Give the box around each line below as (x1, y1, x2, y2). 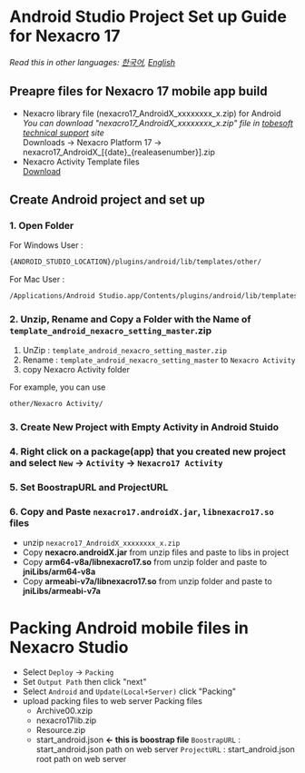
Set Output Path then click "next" (22, 677, 147, 688)
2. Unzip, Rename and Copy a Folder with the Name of (9, 313, 251, 326)
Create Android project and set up (9, 193, 206, 208)
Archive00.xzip (35, 706, 93, 717)
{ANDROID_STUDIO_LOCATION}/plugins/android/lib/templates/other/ (9, 257, 261, 267)
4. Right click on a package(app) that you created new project (9, 445, 286, 458)
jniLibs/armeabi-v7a (22, 586, 102, 597)
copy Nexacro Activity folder (22, 364, 130, 375)
